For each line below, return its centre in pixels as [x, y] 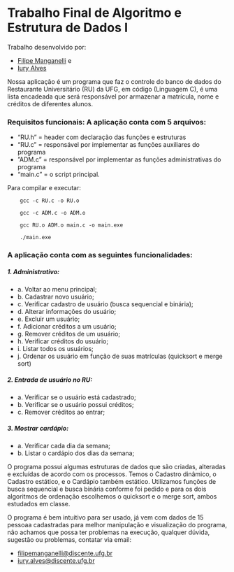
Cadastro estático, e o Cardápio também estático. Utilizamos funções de [112, 482]
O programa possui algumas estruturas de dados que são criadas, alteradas [116, 467]
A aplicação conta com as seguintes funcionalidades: [100, 255]
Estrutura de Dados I [67, 28]
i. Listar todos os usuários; [56, 349]
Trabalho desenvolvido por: [47, 47]
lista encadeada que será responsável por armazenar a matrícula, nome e [113, 96]
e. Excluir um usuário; [49, 319]
